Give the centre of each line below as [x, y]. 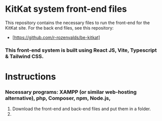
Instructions [31, 77]
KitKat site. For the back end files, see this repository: [60, 28]
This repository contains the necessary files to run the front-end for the [78, 23]
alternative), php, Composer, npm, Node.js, [58, 98]
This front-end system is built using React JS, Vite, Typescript [81, 50]
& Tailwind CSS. [24, 56]
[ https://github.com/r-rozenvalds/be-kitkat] [56, 37]
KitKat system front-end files [66, 9]
